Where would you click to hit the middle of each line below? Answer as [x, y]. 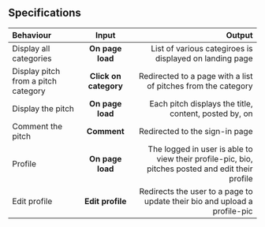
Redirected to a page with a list [196, 76]
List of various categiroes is [202, 48]
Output [239, 35]
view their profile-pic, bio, [205, 158]
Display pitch [36, 71]
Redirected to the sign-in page [196, 131]
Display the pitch [43, 108]
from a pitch [35, 80]
